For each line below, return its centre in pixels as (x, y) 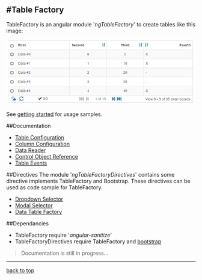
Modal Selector (34, 205)
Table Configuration (39, 137)
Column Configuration (42, 144)
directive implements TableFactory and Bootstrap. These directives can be (98, 181)
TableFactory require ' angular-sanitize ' (63, 235)
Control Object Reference (46, 156)
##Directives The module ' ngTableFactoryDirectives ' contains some (90, 174)
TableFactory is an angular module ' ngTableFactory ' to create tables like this (101, 24)
